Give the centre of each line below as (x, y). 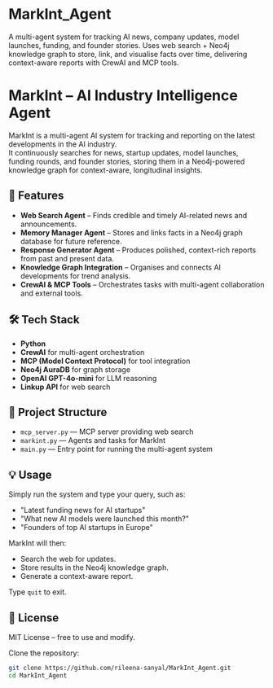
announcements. (48, 224)
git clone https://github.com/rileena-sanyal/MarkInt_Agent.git (120, 668)
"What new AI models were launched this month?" (105, 519)
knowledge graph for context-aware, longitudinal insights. (106, 170)
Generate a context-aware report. (77, 576)
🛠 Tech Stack (44, 320)
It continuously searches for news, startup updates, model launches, (123, 152)
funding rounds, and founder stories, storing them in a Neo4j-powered (127, 161)
